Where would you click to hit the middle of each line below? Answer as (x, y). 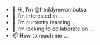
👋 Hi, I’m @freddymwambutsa (49, 9)
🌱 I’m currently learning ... (44, 22)
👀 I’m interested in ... (38, 16)
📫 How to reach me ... (40, 36)
